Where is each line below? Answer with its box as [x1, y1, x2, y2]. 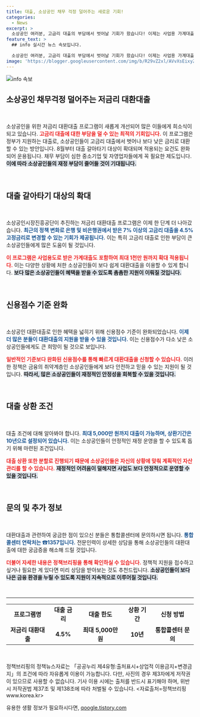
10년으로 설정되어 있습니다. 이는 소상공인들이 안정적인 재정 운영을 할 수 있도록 [6, 437, 186, 444]
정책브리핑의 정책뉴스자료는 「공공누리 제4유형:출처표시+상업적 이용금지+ [6, 662, 178, 670]
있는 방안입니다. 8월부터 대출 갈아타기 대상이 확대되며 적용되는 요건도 [18, 145, 180, 152]
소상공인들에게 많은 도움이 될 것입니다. [6, 242, 95, 249]
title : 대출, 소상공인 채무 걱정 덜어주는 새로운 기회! [6, 8, 124, 15]
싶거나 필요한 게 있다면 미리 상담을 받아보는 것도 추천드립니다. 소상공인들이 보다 [6, 566, 190, 573]
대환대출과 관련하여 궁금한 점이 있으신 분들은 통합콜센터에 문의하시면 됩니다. [6, 531, 183, 538]
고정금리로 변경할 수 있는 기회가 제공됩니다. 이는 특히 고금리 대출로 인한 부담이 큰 [6, 234, 192, 241]
